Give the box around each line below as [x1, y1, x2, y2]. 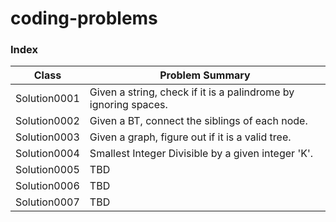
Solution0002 [15, 114, 80, 128]
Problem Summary [159, 68, 251, 82]
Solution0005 [15, 163, 80, 177]
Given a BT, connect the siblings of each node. [89, 114, 308, 128]
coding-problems [10, 7, 158, 30]
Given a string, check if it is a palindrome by [89, 85, 295, 99]
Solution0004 [15, 147, 80, 161]
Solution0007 [15, 195, 80, 209]
